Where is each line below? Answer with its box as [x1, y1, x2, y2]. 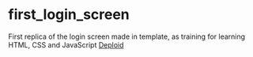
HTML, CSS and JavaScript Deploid [8, 40, 124, 49]
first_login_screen [8, 6, 130, 24]
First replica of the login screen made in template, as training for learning [8, 32, 246, 41]
